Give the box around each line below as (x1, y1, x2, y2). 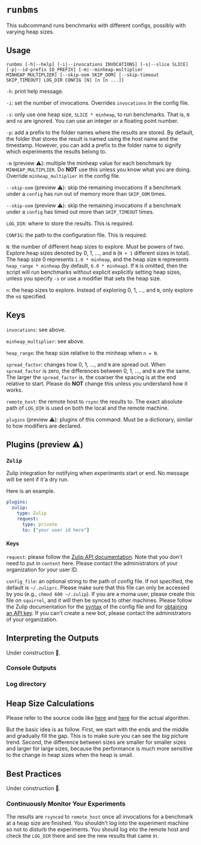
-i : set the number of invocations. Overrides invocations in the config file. (6, 99, 190, 106)
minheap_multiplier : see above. (6, 337, 85, 345)
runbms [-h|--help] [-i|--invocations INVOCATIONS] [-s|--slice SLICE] (6, 61, 188, 67)
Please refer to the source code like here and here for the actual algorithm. (6, 714, 190, 722)
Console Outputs (6, 664, 57, 672)
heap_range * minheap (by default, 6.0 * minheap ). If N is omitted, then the (6, 262, 187, 269)
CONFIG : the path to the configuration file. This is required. (6, 231, 148, 238)
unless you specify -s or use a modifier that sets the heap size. (6, 274, 162, 282)
